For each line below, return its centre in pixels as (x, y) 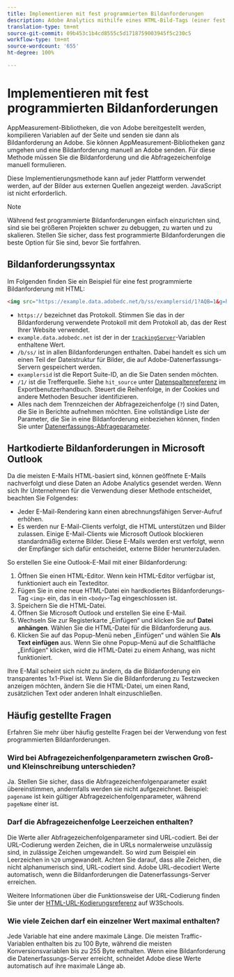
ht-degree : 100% (31, 53)
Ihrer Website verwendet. (54, 330)
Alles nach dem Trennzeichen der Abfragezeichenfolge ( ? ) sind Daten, (118, 404)
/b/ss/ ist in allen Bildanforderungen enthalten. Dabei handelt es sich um (122, 352)
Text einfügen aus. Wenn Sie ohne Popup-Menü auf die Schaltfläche (116, 643)
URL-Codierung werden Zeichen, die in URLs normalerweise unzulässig (110, 845)
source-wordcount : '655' (43, 46)
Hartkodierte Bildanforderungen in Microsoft (106, 448)
